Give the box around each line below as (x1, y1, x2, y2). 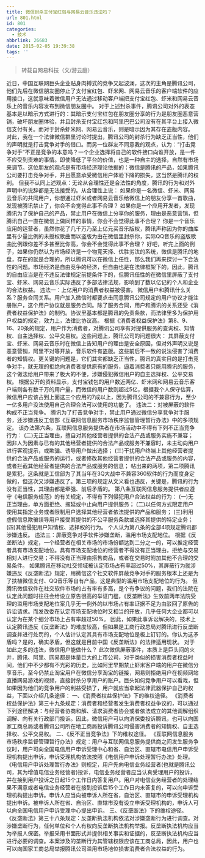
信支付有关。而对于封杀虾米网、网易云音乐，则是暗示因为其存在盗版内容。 (6, 125, 193, 132)
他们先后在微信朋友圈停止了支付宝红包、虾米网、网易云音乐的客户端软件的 (6, 87, 193, 94)
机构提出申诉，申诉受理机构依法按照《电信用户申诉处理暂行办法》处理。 (11, 753, 193, 760)
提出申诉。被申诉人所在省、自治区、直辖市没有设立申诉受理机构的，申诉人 (6, 799, 193, 806)
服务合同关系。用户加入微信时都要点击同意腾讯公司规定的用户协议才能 (16, 293, 193, 301)
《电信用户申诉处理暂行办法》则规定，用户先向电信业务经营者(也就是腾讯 (6, 761, 190, 768)
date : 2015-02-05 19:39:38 (6, 43, 75, 50)
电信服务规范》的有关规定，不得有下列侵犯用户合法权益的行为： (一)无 (16, 492, 194, 500)
